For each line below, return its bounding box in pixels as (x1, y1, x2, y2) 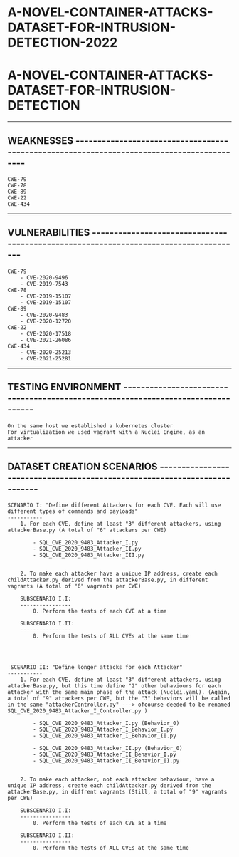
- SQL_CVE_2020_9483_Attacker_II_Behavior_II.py (33, 757, 180, 764)
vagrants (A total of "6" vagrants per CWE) (7, 583, 142, 590)
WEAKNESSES (7, 135, 74, 147)
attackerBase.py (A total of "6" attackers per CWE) (7, 526, 167, 534)
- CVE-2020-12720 (20, 318, 72, 325)
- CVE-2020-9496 (20, 274, 69, 281)
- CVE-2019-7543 (20, 280, 69, 287)
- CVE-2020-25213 (20, 348, 72, 356)
